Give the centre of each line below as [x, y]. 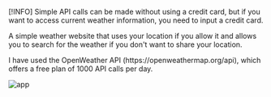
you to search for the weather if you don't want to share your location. [125, 44]
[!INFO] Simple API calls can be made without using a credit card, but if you [135, 12]
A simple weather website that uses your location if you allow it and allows [133, 36]
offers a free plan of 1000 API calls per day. [81, 69]
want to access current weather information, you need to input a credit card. [136, 20]
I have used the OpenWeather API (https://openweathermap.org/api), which [135, 60]
